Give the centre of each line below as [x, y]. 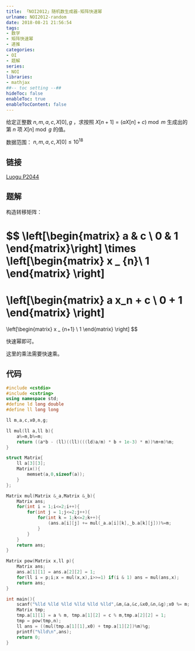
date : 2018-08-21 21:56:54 [39, 22]
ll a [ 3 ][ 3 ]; [31, 464]
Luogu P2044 [23, 176]
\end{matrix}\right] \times [71, 248]
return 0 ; [29, 637]
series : [16, 66]
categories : [20, 50]
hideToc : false [25, 93]
